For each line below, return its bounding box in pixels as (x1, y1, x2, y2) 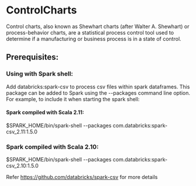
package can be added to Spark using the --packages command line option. (6, 89, 191, 97)
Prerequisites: (6, 52, 59, 62)
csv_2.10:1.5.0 (6, 162, 39, 170)
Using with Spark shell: (6, 70, 73, 78)
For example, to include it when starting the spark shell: (6, 95, 140, 102)
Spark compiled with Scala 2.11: (6, 109, 84, 116)
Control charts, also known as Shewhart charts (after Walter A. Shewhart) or (6, 23, 190, 30)
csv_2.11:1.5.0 (6, 128, 38, 135)
